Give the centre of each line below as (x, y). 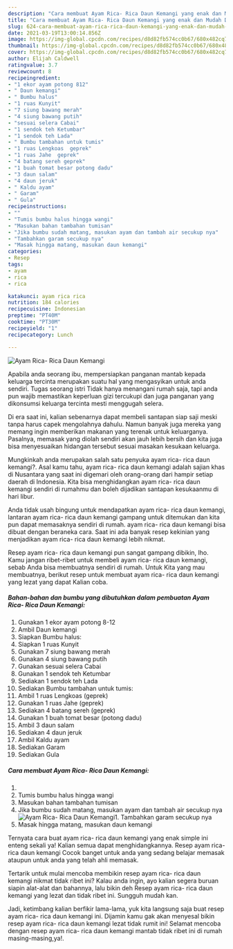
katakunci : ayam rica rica (47, 296)
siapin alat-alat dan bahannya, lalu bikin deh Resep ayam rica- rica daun (111, 888)
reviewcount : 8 (30, 71)
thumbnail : (24, 46)
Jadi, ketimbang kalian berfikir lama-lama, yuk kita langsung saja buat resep (116, 909)
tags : (16, 264)
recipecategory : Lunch (40, 335)
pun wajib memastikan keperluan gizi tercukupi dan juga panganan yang (111, 396)
